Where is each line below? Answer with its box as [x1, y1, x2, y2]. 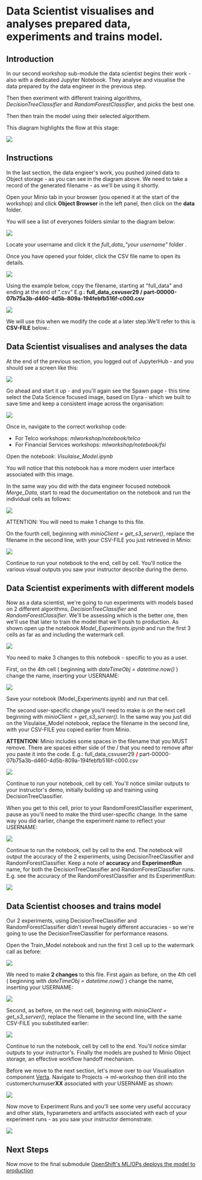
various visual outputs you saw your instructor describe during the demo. [6, 566, 189, 573]
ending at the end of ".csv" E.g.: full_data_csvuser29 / [6, 288, 143, 295]
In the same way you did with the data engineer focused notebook [6, 482, 171, 490]
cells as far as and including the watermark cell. [6, 631, 125, 639]
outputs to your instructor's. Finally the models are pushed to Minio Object [6, 1049, 191, 1056]
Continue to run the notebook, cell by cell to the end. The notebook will [6, 847, 183, 854]
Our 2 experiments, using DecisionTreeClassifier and [6, 917, 137, 924]
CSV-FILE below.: [6, 324, 50, 331]
